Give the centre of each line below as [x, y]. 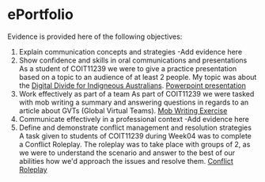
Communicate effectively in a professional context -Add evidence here [134, 119]
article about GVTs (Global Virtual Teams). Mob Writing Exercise [123, 110]
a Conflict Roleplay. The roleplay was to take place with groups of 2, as [134, 144]
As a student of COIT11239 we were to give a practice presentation [128, 68]
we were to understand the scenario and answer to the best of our [127, 153]
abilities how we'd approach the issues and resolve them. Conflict [126, 161]
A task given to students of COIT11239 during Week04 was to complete [135, 135]
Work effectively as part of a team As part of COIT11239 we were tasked [136, 93]
